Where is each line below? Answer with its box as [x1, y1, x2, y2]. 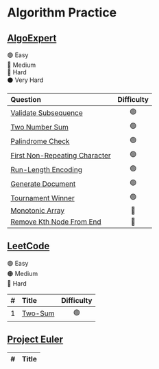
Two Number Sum [10, 122, 69, 131]
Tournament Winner [10, 193, 75, 202]
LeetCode [7, 240, 50, 252]
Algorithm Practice [7, 5, 117, 21]
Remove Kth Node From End [10, 217, 101, 226]
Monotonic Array [10, 206, 65, 215]
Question [10, 95, 41, 104]
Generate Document [10, 179, 76, 189]
